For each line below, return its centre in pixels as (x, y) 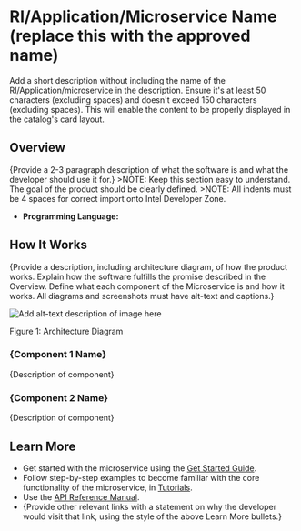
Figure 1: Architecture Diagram (66, 331)
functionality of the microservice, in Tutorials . (107, 487)
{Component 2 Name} (59, 397)
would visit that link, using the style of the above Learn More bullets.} (152, 516)
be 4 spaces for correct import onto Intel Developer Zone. (118, 198)
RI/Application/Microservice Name (143, 17)
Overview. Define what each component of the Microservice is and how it (147, 286)
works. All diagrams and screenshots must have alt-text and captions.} (142, 296)
